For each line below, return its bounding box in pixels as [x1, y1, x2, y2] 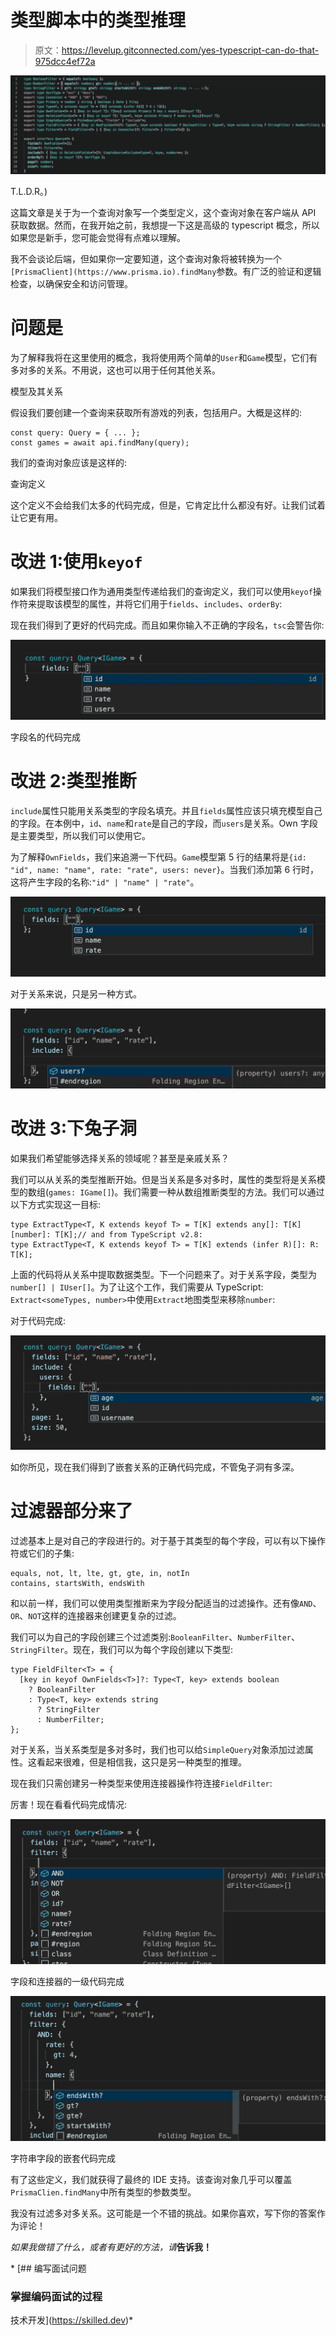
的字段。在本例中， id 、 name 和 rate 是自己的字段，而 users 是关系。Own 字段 [10, 817, 318, 829]
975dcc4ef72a [34, 55, 96, 67]
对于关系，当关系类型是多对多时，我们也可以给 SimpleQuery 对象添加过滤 [10, 1744, 305, 1756]
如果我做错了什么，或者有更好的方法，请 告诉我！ [10, 2241, 212, 2253]
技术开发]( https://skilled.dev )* [10, 2314, 134, 2326]
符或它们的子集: [10, 1547, 75, 1560]
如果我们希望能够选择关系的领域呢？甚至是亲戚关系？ [10, 1152, 230, 1164]
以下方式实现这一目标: [10, 1198, 102, 1210]
